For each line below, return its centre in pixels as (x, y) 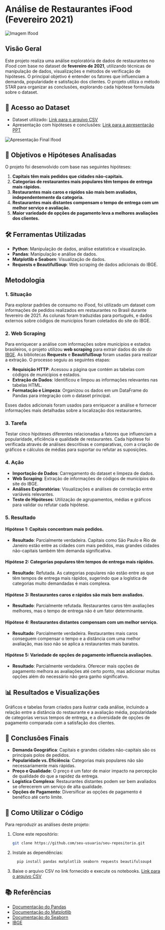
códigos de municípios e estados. (46, 375)
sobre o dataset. (22, 92)
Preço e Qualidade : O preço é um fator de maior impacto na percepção (85, 771)
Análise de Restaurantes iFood (69, 9)
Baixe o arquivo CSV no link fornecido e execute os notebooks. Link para (86, 871)
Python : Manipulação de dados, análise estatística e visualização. (79, 249)
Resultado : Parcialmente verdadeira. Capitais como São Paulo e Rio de (84, 540)
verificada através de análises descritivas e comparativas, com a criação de (82, 445)
